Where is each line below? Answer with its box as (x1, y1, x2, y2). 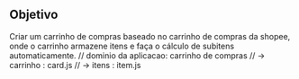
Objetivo (9, 7, 59, 22)
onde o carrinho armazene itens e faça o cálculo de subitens (9, 40, 235, 51)
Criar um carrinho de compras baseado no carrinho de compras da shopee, (9, 31, 291, 41)
